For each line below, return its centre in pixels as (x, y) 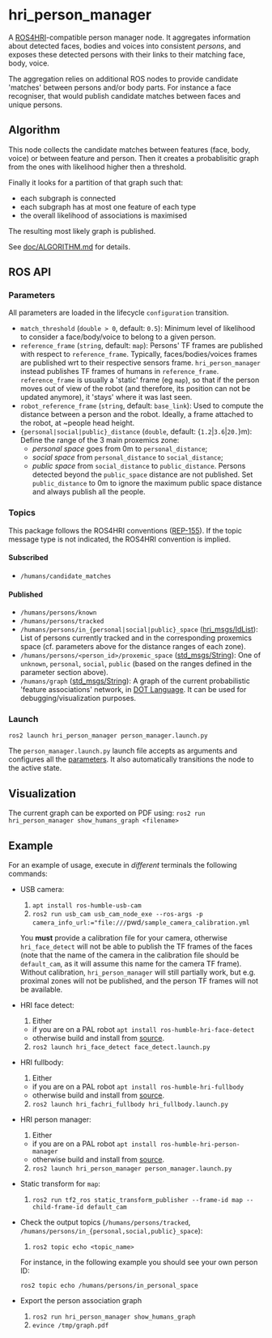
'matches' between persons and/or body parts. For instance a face (120, 87)
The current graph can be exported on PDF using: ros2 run (107, 813)
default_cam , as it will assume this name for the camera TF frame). (131, 964)
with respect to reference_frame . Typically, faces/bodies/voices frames (138, 355)
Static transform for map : (60, 1184)
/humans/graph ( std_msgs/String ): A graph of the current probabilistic (135, 681)
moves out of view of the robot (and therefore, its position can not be (135, 389)
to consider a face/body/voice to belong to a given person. (118, 337)
